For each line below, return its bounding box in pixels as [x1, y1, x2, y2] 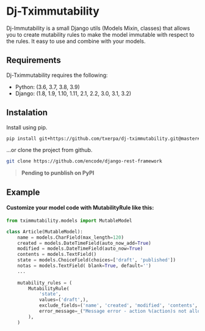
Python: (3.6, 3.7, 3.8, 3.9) [15, 83, 81, 90]
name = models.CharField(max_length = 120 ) [17, 234, 124, 241]
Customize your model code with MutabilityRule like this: [6, 204, 154, 211]
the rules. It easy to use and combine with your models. [6, 37, 146, 45]
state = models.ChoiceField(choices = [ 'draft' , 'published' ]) [17, 257, 176, 263]
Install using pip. [6, 123, 48, 131]
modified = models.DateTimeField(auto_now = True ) [17, 246, 143, 252]
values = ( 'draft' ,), [38, 297, 88, 303]
